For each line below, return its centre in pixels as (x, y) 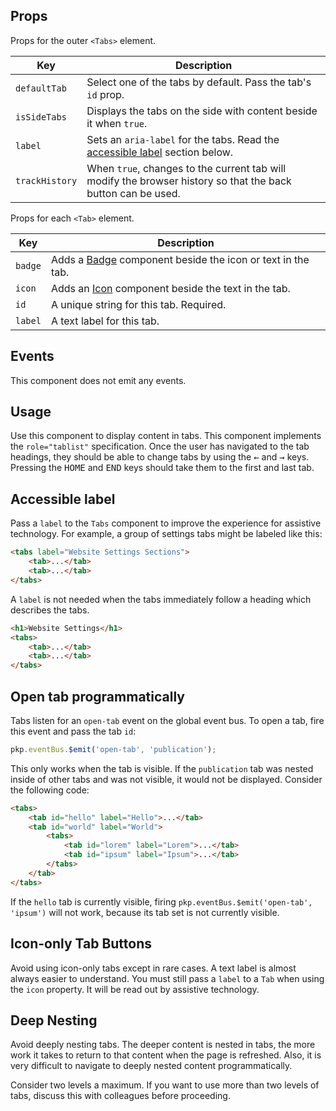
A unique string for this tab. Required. (138, 304)
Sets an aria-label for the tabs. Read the (183, 139)
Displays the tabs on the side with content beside (202, 111)
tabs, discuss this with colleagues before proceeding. (120, 1096)
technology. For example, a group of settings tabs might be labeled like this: (166, 534)
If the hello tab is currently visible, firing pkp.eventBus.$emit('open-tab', (161, 901)
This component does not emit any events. (98, 380)
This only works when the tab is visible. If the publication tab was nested (162, 768)
